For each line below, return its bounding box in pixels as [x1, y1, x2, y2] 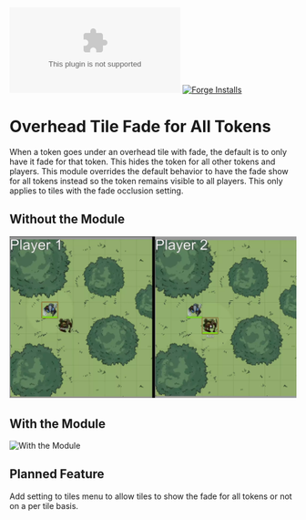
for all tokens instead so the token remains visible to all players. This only [9, 175, 284, 186]
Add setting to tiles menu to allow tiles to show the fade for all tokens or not [9, 491, 293, 502]
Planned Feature [9, 466, 105, 482]
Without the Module [9, 212, 126, 227]
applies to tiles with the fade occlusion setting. [9, 185, 184, 196]
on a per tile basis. [9, 500, 79, 511]
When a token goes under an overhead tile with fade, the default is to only [9, 146, 288, 157]
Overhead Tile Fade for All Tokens [9, 117, 271, 137]
